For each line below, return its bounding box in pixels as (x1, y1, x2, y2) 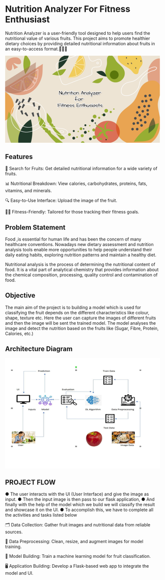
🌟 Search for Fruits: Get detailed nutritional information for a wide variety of (5, 166, 158, 172)
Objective (5, 291, 36, 300)
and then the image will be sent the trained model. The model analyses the (5, 320, 156, 326)
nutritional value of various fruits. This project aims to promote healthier (5, 35, 150, 41)
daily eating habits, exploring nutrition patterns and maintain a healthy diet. (5, 252, 157, 258)
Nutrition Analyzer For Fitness (5, 3, 131, 15)
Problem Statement (5, 223, 66, 232)
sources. (5, 529, 23, 535)
